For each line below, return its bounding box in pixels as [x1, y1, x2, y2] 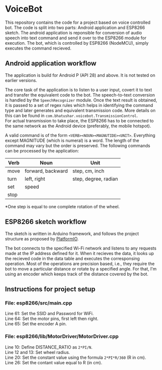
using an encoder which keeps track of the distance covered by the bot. [5, 271, 148, 277]
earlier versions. [5, 77, 37, 83]
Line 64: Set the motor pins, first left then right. [5, 316, 99, 321]
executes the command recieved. [5, 45, 72, 51]
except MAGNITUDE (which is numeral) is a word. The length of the [5, 137, 139, 143]
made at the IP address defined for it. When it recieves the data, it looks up [5, 250, 154, 256]
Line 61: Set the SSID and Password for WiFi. [5, 311, 94, 317]
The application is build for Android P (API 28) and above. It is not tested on [5, 72, 156, 78]
